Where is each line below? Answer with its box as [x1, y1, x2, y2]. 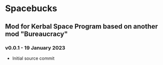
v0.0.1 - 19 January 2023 [5, 44, 65, 51]
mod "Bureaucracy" [5, 30, 68, 38]
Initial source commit [12, 55, 55, 61]
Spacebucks [5, 3, 57, 14]
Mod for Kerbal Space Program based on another [5, 22, 158, 31]
